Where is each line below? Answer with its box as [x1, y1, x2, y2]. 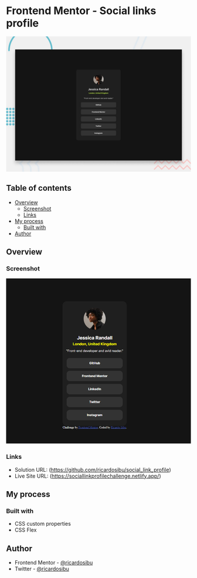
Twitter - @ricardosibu [14, 565, 69, 573]
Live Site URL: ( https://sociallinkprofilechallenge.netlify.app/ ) [14, 472, 161, 479]
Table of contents [6, 183, 72, 193]
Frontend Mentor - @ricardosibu [14, 559, 93, 566]
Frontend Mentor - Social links [6, 4, 157, 18]
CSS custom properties [14, 520, 72, 528]
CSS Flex [14, 526, 37, 533]
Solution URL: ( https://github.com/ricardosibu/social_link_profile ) [14, 466, 171, 473]
